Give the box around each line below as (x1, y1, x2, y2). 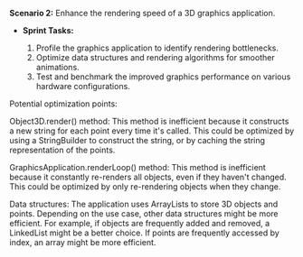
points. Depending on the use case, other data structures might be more (9, 208, 279, 219)
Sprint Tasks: (22, 25, 74, 35)
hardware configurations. (35, 81, 131, 91)
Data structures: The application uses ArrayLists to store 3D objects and (9, 198, 279, 209)
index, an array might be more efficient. (9, 237, 156, 247)
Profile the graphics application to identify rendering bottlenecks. (35, 42, 279, 53)
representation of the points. (9, 144, 116, 155)
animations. (35, 62, 80, 72)
